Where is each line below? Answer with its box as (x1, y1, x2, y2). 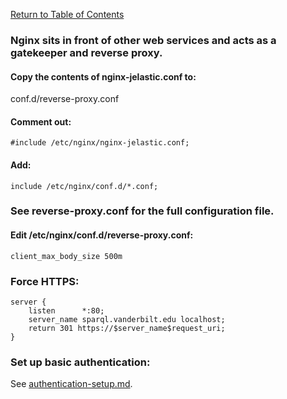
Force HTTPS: (10, 274, 80, 288)
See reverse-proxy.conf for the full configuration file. (10, 204, 275, 218)
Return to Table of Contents (10, 9, 125, 20)
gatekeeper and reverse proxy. (10, 45, 163, 59)
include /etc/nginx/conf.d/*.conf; (10, 181, 159, 191)
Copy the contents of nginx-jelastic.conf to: (10, 70, 197, 83)
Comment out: (10, 115, 72, 128)
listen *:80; (28, 305, 105, 316)
